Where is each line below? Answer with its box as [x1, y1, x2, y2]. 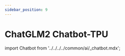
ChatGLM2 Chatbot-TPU [5, 28, 108, 40]
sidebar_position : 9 [5, 7, 48, 12]
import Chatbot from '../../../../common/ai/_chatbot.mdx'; [5, 45, 121, 51]
